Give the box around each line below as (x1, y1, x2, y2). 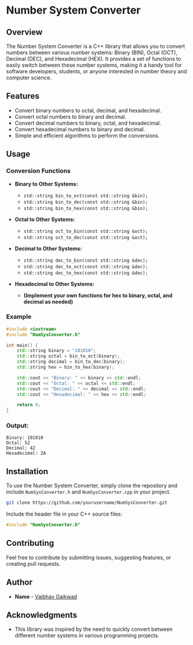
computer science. (6, 74, 52, 81)
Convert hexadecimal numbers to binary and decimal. (14, 125, 146, 133)
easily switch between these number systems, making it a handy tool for (6, 61, 182, 69)
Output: (6, 422, 29, 430)
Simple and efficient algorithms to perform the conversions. (14, 132, 160, 139)
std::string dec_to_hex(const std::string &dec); (23, 270, 149, 276)
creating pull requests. (6, 560, 61, 567)
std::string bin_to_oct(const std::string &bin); (23, 193, 149, 198)
